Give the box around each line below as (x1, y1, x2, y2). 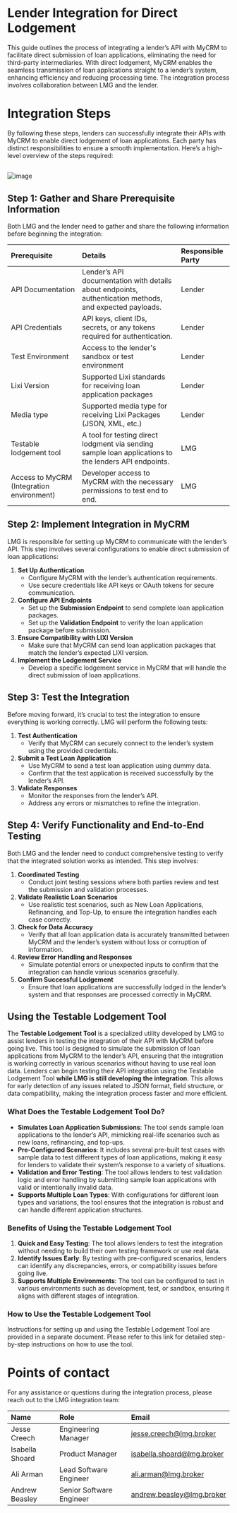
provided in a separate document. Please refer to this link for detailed (7, 1332, 209, 1342)
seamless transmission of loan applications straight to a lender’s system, (7, 66, 219, 74)
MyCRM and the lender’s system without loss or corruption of (28, 937, 207, 946)
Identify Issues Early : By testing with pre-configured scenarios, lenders (17, 1254, 227, 1262)
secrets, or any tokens (82, 323, 156, 332)
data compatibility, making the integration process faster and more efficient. (7, 1089, 228, 1098)
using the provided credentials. (28, 746, 119, 754)
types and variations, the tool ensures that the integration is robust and (17, 1198, 224, 1206)
